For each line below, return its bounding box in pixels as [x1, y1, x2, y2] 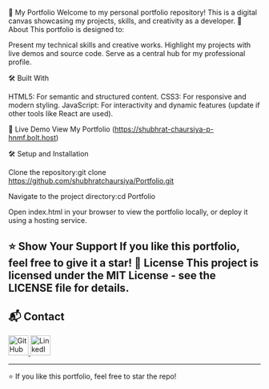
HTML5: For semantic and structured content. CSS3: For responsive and [8, 92, 247, 101]
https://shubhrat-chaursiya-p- [114, 124, 215, 134]
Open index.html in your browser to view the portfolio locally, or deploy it [8, 207, 248, 217]
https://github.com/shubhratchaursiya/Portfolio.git [8, 176, 175, 185]
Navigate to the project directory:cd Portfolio [8, 192, 156, 201]
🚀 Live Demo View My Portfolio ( [8, 124, 115, 134]
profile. [8, 57, 32, 67]
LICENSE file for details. [8, 282, 130, 295]
